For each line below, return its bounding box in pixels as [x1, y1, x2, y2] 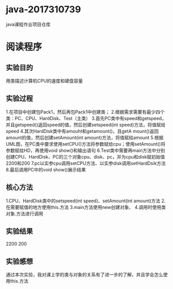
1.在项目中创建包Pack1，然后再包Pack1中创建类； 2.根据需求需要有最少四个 [6, 109, 165, 115]
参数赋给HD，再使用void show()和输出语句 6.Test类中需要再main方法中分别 [6, 147, 165, 153]
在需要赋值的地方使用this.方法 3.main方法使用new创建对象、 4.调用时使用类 [6, 204, 166, 210]
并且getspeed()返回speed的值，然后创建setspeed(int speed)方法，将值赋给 [6, 122, 166, 128]
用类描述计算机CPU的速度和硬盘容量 [6, 78, 83, 84]
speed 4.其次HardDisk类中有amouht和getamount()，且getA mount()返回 [6, 128, 159, 134]
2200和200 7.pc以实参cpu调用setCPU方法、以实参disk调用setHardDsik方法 [6, 160, 166, 166]
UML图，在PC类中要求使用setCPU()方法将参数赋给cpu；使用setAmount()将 [6, 141, 166, 147]
